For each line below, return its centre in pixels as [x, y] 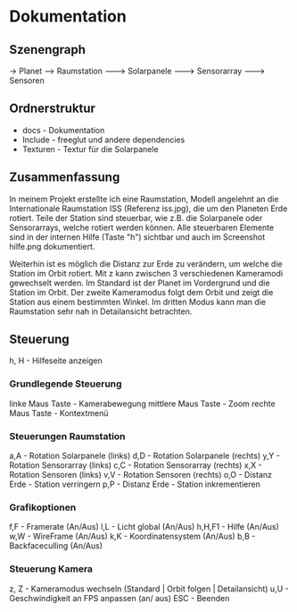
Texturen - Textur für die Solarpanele [90, 149]
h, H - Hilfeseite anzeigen [56, 361]
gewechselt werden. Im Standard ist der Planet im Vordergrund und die [140, 283]
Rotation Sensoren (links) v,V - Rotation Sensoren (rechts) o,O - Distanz [141, 475]
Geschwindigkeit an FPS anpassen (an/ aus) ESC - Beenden [120, 598]
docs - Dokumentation [63, 130]
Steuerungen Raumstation [68, 436]
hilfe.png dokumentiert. [52, 246]
